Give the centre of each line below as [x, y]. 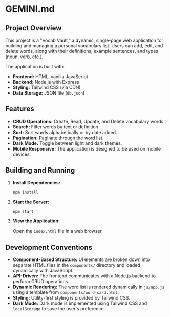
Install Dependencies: [36, 182]
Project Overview [34, 28]
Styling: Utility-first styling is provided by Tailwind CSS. [71, 298]
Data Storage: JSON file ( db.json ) [49, 93]
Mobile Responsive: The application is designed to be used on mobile [87, 148]
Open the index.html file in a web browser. [58, 231]
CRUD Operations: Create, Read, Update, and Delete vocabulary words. [89, 121]
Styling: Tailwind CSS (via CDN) [47, 87]
